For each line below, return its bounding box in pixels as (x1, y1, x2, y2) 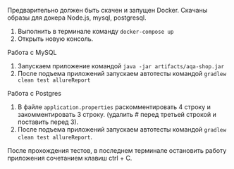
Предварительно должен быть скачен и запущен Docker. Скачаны (7, 6, 208, 14)
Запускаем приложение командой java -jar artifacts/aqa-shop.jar (17, 62, 224, 70)
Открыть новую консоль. (17, 35, 94, 43)
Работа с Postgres (7, 89, 62, 97)
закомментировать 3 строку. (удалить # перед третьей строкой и (17, 111, 216, 118)
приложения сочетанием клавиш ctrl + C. (7, 154, 133, 162)
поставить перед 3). (17, 118, 79, 126)
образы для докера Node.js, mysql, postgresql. (7, 13, 147, 22)
